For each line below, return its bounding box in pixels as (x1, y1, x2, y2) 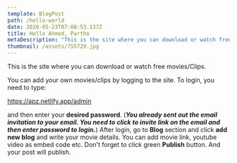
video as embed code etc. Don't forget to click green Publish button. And (7, 141, 221, 148)
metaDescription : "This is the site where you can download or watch (7, 37, 217, 44)
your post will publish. (7, 148, 71, 156)
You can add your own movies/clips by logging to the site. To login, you (7, 76, 215, 84)
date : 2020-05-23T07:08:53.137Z (7, 23, 102, 30)
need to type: (7, 84, 47, 91)
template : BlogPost (7, 10, 65, 18)
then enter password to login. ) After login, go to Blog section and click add (7, 126, 228, 133)
